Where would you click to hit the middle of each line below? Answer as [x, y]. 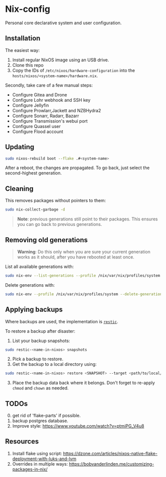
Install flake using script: [37, 453]
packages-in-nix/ [30, 469]
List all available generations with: [40, 266]
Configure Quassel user [36, 126]
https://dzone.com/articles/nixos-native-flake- [110, 453]
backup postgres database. [40, 421]
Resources [22, 442]
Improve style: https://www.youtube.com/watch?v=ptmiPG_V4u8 [78, 426]
